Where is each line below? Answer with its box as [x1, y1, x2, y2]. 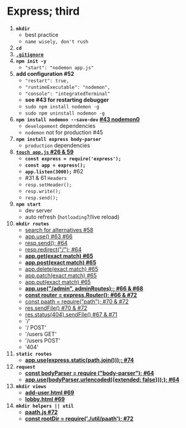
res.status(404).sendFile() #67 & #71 [24, 310, 118, 318]
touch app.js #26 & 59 [15, 148, 74, 156]
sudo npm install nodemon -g [24, 103, 100, 110]
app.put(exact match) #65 [24, 278, 91, 285]
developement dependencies [24, 122, 96, 129]
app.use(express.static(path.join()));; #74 [24, 356, 134, 364]
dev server [24, 206, 53, 214]
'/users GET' [24, 330, 57, 337]
